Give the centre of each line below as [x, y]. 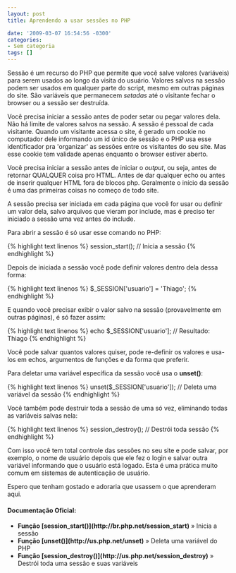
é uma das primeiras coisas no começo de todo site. [83, 190]
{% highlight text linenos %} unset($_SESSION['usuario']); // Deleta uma [112, 387]
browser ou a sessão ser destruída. [58, 103]
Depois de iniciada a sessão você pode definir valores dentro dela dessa [113, 267]
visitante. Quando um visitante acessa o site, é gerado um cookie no [106, 132]
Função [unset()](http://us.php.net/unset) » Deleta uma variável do [117, 541]
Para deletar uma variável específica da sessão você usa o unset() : [105, 373]
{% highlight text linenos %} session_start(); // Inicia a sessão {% [101, 246]
